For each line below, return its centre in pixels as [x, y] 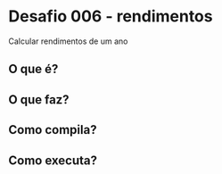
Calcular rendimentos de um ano [68, 41]
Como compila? [53, 130]
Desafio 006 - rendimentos [111, 17]
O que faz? [39, 99]
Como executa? [53, 160]
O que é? [33, 69]
